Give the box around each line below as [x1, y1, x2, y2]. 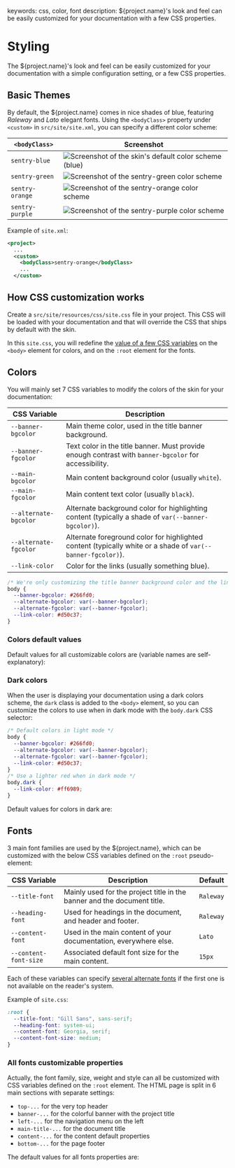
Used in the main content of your [64, 927, 171, 937]
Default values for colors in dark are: [7, 805, 113, 813]
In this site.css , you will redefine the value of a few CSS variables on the [7, 338, 218, 347]
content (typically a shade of [66, 512, 160, 522]
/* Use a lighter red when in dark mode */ [7, 772, 136, 780]
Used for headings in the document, [64, 907, 182, 917]
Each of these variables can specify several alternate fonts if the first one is [7, 974, 225, 982]
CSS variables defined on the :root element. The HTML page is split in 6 [7, 1081, 217, 1090]
